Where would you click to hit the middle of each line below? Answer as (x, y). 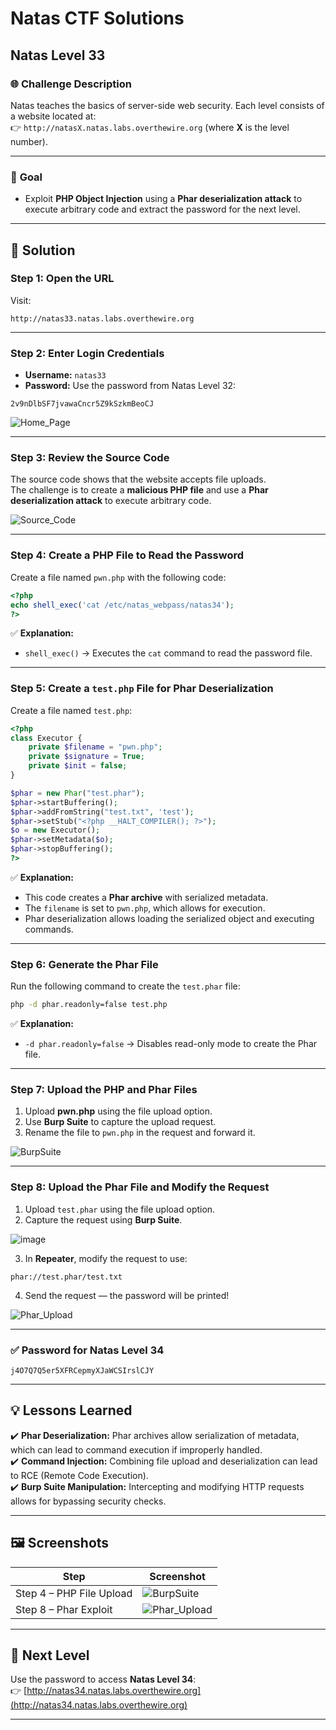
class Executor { (46, 738)
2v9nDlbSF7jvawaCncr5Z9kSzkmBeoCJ (82, 404)
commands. (49, 929)
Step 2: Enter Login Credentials (87, 353)
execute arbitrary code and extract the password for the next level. (162, 209)
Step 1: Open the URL (62, 279)
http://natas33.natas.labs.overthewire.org (102, 318)
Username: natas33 (65, 375)
